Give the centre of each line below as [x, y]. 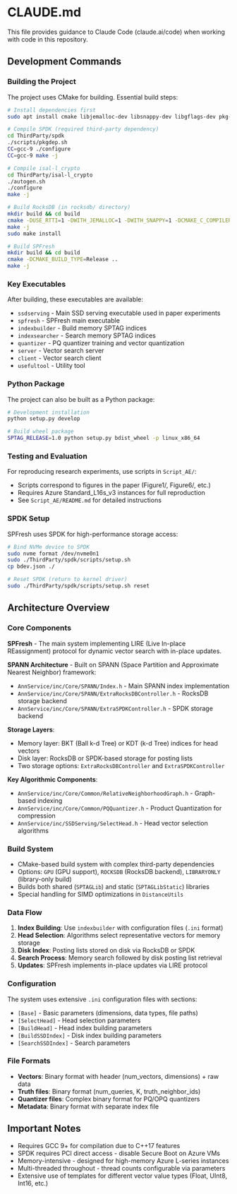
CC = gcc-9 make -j [33, 155]
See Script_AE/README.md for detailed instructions [90, 500]
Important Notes [44, 1129]
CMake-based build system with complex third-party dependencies [116, 864]
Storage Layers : [31, 729]
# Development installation [49, 412]
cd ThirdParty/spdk [36, 136]
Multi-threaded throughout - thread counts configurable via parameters [121, 1168]
